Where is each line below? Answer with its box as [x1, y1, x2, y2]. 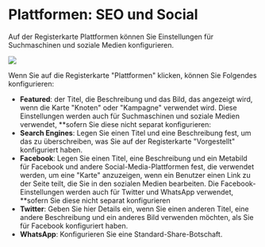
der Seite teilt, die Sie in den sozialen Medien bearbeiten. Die [19, 179, 220, 188]
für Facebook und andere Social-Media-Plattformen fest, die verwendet [19, 161, 255, 172]
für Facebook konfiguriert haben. [19, 221, 129, 230]
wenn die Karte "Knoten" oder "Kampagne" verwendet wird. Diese [19, 102, 237, 112]
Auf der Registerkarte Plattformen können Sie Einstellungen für [8, 32, 214, 41]
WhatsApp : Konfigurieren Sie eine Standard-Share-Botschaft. [19, 229, 223, 239]
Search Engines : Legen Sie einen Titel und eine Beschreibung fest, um [19, 128, 252, 137]
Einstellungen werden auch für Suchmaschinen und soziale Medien [19, 111, 240, 121]
